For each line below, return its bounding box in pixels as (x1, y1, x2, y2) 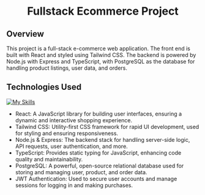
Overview (6, 29, 45, 39)
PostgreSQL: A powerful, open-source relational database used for (15, 162, 184, 169)
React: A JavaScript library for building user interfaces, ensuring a (15, 110, 182, 117)
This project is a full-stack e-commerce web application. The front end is (6, 45, 191, 52)
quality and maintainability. (15, 155, 83, 163)
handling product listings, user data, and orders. (6, 64, 127, 72)
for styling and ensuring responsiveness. (15, 130, 118, 137)
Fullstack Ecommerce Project (27, 4, 179, 18)
